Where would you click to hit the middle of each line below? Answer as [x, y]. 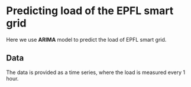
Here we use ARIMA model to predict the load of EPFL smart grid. [86, 39]
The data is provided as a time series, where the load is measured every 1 [96, 72]
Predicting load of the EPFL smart [90, 11]
